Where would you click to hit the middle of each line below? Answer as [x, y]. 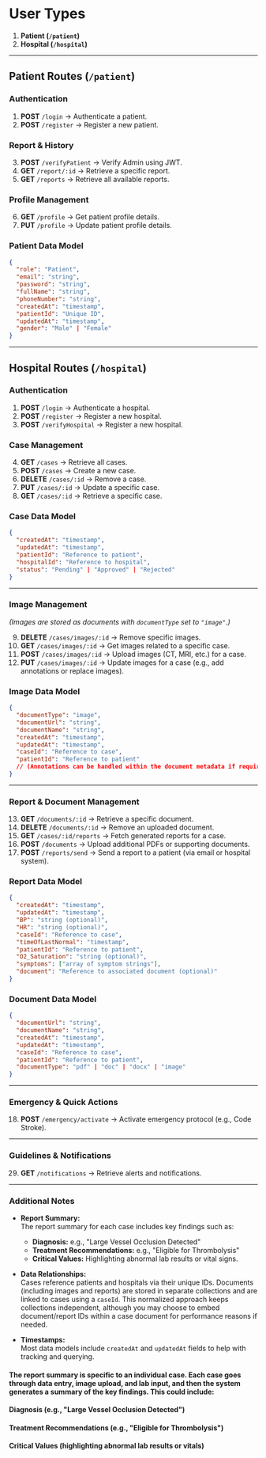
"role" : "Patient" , [48, 270]
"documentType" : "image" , [59, 716]
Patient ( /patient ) [50, 36]
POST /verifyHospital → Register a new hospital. [102, 424]
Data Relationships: [53, 1274]
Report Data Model [46, 882]
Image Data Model [45, 691]
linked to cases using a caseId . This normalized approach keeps [124, 1300]
